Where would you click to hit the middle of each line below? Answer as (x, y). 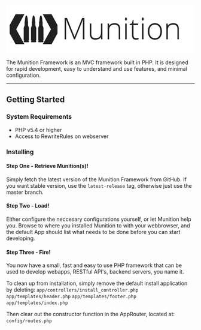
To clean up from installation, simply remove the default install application (97, 283)
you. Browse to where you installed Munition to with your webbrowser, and (98, 226)
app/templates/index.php (37, 303)
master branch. (25, 192)
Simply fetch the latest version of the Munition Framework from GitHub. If (97, 179)
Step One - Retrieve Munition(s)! (47, 166)
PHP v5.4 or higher (38, 130)
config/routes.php (29, 321)
